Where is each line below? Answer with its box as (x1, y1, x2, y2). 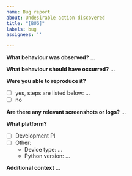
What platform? (6, 120, 47, 128)
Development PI (15, 132, 56, 139)
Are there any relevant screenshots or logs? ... (6, 108, 127, 116)
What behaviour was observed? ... (6, 54, 95, 61)
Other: (15, 139, 32, 147)
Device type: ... (24, 146, 63, 153)
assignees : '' (6, 32, 43, 38)
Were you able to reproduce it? (6, 78, 86, 85)
